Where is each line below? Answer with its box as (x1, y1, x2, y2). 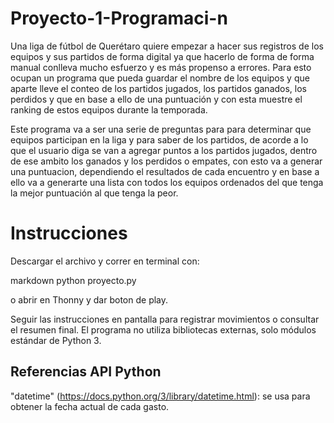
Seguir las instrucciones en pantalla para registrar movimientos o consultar (10, 313, 320, 325)
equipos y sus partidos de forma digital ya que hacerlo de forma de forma (10, 50, 315, 62)
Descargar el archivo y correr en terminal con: (10, 255, 200, 267)
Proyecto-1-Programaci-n (10, 7, 228, 30)
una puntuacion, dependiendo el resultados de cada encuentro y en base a (10, 165, 320, 177)
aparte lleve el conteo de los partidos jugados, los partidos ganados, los (10, 82, 307, 94)
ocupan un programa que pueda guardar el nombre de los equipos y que (10, 72, 310, 84)
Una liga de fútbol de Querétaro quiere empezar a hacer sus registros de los (10, 40, 324, 52)
